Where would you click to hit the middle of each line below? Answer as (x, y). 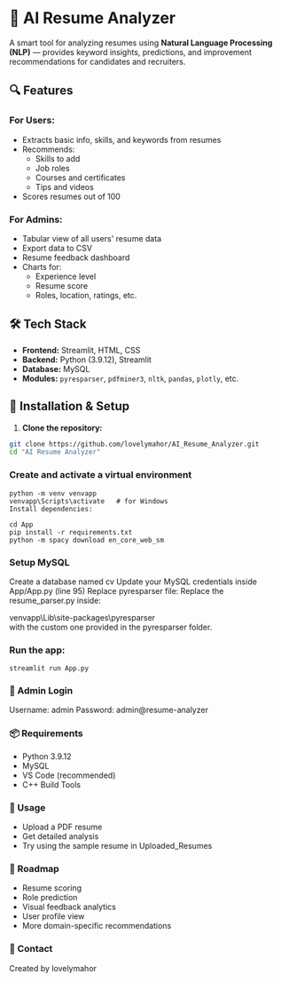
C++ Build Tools (51, 784)
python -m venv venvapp (53, 493)
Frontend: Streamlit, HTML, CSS (81, 350)
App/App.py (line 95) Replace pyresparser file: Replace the (117, 590)
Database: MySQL (56, 368)
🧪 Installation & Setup (70, 406)
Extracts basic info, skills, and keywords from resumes (121, 139)
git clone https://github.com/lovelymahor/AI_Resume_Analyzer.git (134, 444)
